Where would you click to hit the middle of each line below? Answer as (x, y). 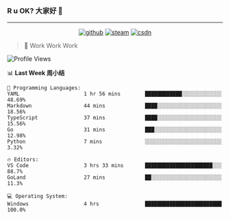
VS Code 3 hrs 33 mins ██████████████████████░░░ (115, 166)
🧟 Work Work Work (51, 46)
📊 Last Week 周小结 (36, 73)
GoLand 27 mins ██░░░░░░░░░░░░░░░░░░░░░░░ (115, 178)
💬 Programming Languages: (44, 88)
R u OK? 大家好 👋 (35, 10)
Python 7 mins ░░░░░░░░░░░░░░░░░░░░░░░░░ (115, 142)
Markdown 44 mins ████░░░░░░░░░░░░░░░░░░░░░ (115, 106)
